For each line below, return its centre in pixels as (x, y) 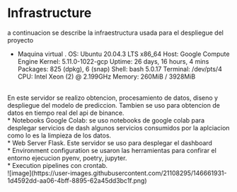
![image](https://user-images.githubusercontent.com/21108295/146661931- (117, 173)
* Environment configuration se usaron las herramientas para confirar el (112, 150)
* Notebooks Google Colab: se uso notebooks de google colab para (106, 120)
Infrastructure (50, 13)
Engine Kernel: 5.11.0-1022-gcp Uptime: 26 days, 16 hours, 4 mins (113, 61)
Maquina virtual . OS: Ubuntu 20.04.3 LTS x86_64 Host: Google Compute (123, 54)
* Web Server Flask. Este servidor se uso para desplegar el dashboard (110, 142)
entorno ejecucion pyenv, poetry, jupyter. (67, 158)
